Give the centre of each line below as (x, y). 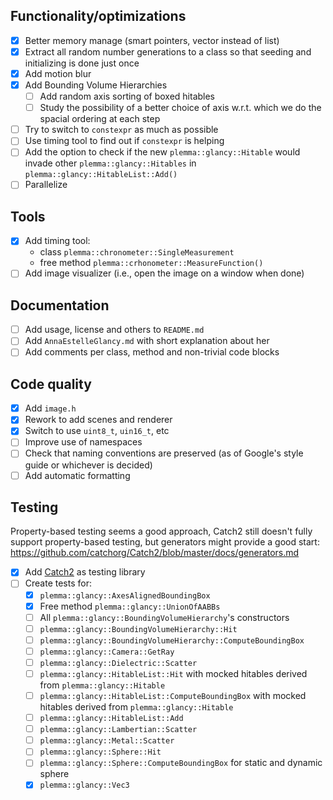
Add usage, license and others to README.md (114, 330)
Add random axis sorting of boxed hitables (127, 96)
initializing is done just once (82, 63)
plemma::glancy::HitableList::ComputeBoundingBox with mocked (173, 695)
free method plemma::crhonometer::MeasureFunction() (151, 263)
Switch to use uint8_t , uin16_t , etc (97, 431)
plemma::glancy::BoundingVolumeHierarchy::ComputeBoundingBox (172, 640)
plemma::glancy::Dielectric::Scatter (118, 663)
